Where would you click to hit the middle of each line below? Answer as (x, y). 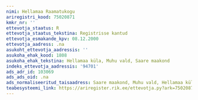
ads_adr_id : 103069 (30, 72)
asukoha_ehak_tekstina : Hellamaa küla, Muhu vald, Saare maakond (88, 61)
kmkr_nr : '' (21, 22)
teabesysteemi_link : (32, 88)
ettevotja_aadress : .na (35, 45)
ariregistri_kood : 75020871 (41, 17)
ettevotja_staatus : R (33, 28)
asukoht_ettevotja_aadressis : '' (47, 50)
